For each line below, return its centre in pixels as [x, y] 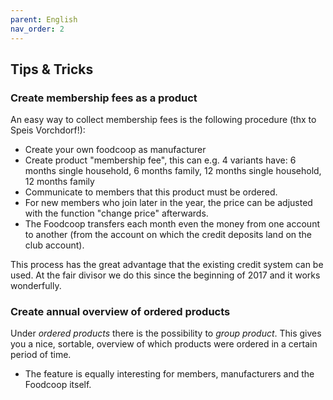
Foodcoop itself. [58, 385]
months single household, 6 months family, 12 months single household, [173, 171]
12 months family [59, 182]
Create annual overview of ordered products [120, 312]
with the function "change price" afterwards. [116, 213]
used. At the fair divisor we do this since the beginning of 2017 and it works [165, 275]
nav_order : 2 [37, 29]
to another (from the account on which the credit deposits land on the [168, 235]
